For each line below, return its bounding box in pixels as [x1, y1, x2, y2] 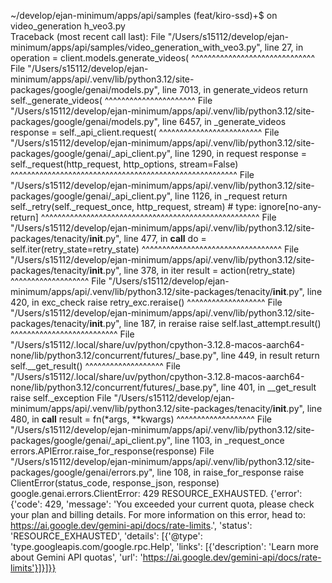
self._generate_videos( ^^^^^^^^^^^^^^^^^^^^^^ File [10, 95, 213, 106]
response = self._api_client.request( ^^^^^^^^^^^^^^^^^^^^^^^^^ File [10, 126, 280, 138]
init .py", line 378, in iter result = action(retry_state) [89, 265, 296, 276]
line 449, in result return [220, 350, 320, 361]
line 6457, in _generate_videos [161, 116, 287, 127]
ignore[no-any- [258, 201, 322, 212]
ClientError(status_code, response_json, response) [10, 477, 220, 489]
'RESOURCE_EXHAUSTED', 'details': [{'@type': [10, 530, 203, 542]
